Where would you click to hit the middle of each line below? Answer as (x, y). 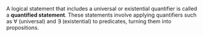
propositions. (23, 27)
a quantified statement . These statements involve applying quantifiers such (101, 15)
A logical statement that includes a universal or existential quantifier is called (102, 9)
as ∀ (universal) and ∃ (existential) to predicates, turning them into (89, 21)
